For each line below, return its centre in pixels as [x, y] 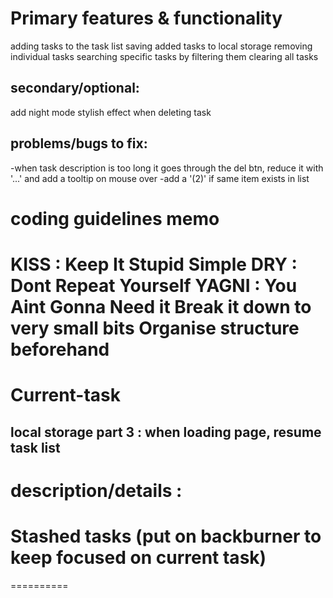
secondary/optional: [75, 88]
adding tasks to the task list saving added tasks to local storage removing [161, 46]
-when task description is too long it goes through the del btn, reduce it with [167, 168]
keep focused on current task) [138, 557]
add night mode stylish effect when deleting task [111, 112]
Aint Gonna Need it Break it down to [161, 306]
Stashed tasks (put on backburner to [166, 536]
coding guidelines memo [115, 218]
